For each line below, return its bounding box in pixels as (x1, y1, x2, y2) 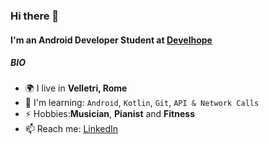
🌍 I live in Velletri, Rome (24, 82, 128, 94)
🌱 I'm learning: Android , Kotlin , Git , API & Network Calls (24, 97, 260, 109)
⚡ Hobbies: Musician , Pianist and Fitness (24, 108, 195, 120)
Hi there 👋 (10, 9, 60, 23)
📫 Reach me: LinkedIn (24, 123, 119, 135)
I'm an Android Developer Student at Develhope (10, 34, 213, 46)
